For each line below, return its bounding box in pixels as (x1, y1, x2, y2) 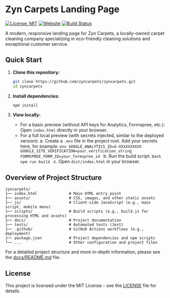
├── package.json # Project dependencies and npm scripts (5, 236, 156, 241)
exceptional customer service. (5, 41, 69, 47)
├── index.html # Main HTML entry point (5, 191, 122, 196)
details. (5, 288, 21, 294)
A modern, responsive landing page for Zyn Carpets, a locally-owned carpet (5, 30, 165, 36)
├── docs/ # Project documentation (5, 218, 122, 223)
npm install (12, 103, 38, 108)
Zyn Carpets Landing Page (5, 4, 120, 15)
